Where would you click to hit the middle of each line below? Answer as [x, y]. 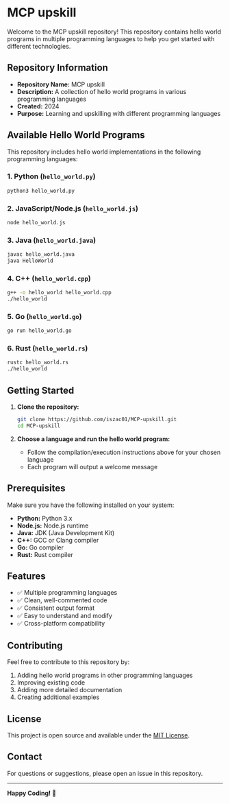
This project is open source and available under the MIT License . [99, 735]
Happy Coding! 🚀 [32, 793]
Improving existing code [51, 683]
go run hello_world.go [39, 331]
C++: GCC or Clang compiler [58, 540]
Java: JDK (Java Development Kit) [66, 532]
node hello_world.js [37, 223]
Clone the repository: [48, 407]
